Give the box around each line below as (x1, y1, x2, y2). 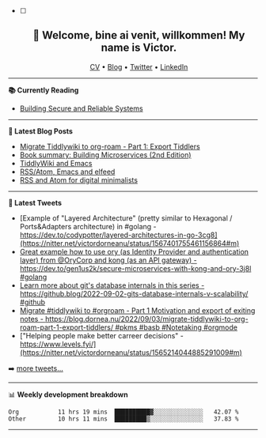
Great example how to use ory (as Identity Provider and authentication (19, 247, 249, 256)
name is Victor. (101, 41, 177, 55)
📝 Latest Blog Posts (8, 126, 74, 136)
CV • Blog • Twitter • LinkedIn (89, 62, 188, 71)
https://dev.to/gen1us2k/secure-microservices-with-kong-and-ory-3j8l (19, 263, 252, 273)
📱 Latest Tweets (8, 198, 62, 207)
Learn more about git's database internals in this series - (19, 280, 205, 290)
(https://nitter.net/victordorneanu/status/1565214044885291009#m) (19, 347, 243, 357)
